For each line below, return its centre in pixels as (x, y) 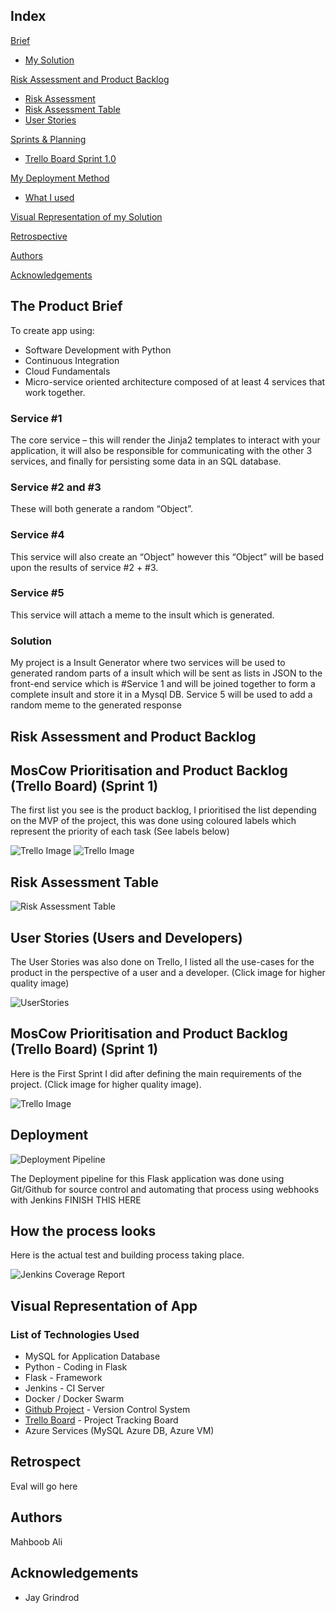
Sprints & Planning (48, 139)
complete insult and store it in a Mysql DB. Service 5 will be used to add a (161, 695)
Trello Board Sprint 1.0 (70, 158)
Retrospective (39, 236)
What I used (49, 197)
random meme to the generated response (96, 705)
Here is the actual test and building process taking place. (127, 1255)
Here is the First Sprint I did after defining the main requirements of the (156, 1073)
